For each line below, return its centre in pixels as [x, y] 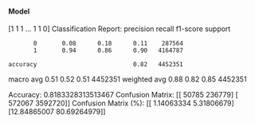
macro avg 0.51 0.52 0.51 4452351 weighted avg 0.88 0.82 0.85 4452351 [127, 79]
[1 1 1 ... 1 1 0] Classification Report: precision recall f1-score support [120, 29]
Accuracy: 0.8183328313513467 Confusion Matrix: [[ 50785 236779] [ [124, 95]
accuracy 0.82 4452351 [96, 65]
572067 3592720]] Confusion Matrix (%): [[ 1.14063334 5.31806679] [122, 103]
